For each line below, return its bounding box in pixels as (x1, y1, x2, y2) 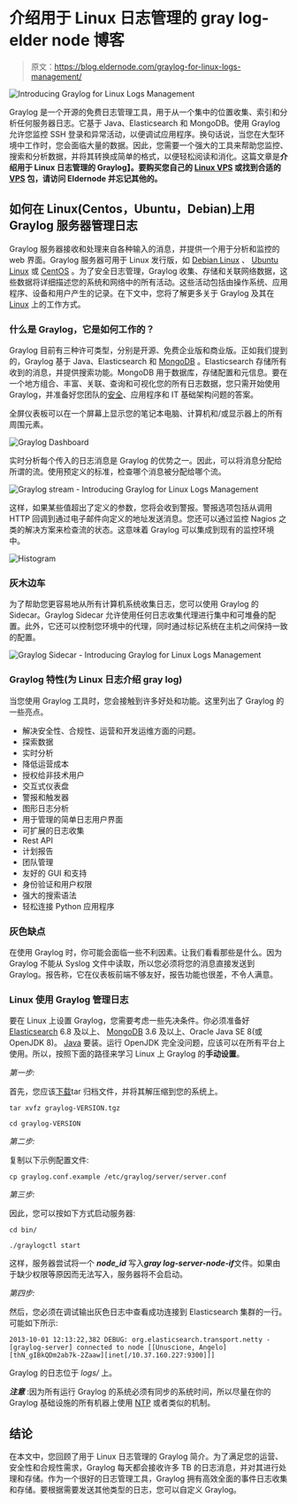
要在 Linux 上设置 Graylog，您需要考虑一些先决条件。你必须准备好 (9, 1016, 250, 1026)
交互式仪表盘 (21, 781, 69, 791)
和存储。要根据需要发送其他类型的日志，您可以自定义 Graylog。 (9, 1485, 241, 1495)
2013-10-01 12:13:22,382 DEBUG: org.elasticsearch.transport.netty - (9, 1336, 271, 1344)
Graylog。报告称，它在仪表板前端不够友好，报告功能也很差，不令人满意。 (9, 969, 278, 979)
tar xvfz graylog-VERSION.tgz (9, 1104, 121, 1113)
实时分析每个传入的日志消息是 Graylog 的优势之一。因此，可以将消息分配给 (9, 456, 283, 466)
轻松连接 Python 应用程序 (21, 900, 115, 911)
